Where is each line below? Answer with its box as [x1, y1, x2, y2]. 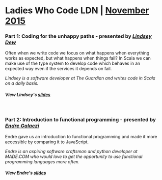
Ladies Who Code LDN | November [5, 5, 149, 16]
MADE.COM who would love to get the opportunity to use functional [5, 154, 143, 159]
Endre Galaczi [5, 123, 39, 129]
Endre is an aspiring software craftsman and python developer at [5, 148, 137, 154]
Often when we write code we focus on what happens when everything [5, 50, 150, 56]
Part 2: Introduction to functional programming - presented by [5, 116, 156, 123]
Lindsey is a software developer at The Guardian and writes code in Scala [5, 75, 156, 81]
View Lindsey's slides [5, 92, 51, 98]
